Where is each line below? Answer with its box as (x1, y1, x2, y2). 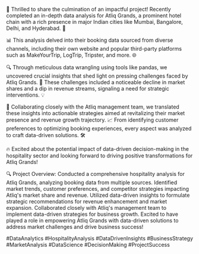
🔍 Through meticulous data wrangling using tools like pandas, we (6, 64, 168, 71)
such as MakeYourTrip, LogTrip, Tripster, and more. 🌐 (6, 51, 137, 58)
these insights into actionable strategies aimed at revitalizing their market (6, 110, 185, 116)
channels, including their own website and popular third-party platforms (6, 45, 182, 52)
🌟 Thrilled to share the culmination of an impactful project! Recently (6, 6, 171, 13)
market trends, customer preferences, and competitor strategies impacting (6, 185, 189, 192)
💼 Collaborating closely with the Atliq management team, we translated (6, 103, 179, 110)
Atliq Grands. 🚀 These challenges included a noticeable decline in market (6, 79, 185, 86)
